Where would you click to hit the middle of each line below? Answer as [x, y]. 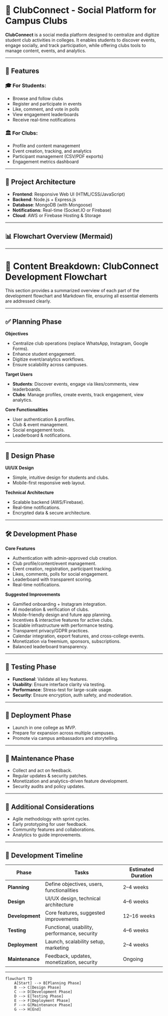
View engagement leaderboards [45, 114]
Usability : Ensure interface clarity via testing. [59, 684]
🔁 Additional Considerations [50, 807]
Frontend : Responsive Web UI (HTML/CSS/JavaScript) [69, 194]
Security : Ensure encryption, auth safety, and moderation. [72, 695]
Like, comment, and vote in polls [46, 109]
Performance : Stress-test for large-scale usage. [62, 689]
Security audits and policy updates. [49, 786]
